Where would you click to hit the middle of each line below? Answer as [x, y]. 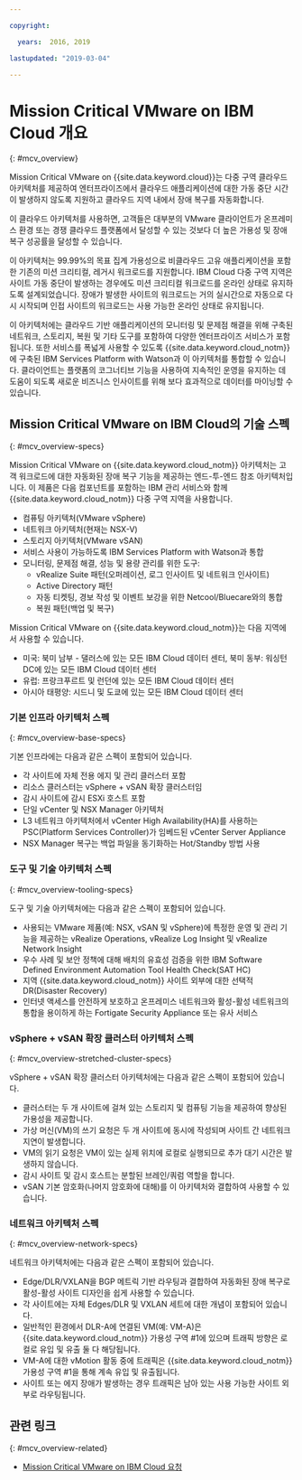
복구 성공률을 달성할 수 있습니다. [66, 241]
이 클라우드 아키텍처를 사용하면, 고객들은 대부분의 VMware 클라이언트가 [136, 219]
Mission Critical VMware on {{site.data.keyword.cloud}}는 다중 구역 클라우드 [149, 177]
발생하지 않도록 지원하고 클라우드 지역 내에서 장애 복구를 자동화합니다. [141, 200]
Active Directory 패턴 [74, 586]
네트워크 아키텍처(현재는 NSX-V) [80, 529]
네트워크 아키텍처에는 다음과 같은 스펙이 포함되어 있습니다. [112, 1262]
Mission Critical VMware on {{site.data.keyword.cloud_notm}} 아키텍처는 [143, 465]
